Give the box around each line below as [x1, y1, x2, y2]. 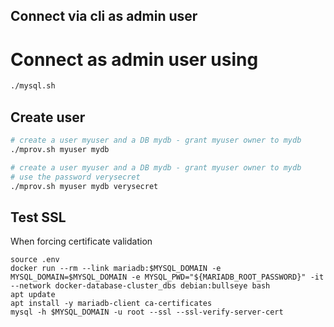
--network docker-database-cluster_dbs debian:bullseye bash [10, 281, 271, 291]
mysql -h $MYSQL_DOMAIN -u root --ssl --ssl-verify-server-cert [10, 307, 284, 318]
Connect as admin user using [10, 48, 259, 71]
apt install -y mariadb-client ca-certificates [10, 299, 213, 309]
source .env [10, 255, 60, 265]
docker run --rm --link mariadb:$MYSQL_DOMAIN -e [10, 264, 222, 274]
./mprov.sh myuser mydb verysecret [10, 181, 159, 191]
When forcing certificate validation [10, 235, 153, 248]
